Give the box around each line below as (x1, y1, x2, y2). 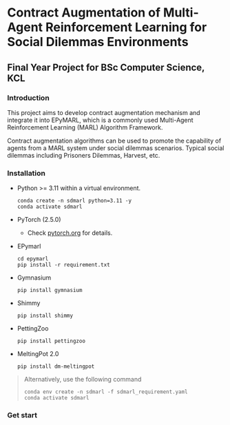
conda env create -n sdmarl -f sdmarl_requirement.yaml (23, 388, 188, 395)
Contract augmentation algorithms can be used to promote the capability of (7, 136, 222, 145)
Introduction (7, 93, 50, 103)
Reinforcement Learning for (45, 19, 207, 35)
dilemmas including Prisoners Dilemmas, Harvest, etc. (7, 151, 160, 159)
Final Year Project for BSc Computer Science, (7, 61, 205, 73)
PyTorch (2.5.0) (17, 216, 61, 224)
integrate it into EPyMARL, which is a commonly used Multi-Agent (7, 116, 194, 124)
